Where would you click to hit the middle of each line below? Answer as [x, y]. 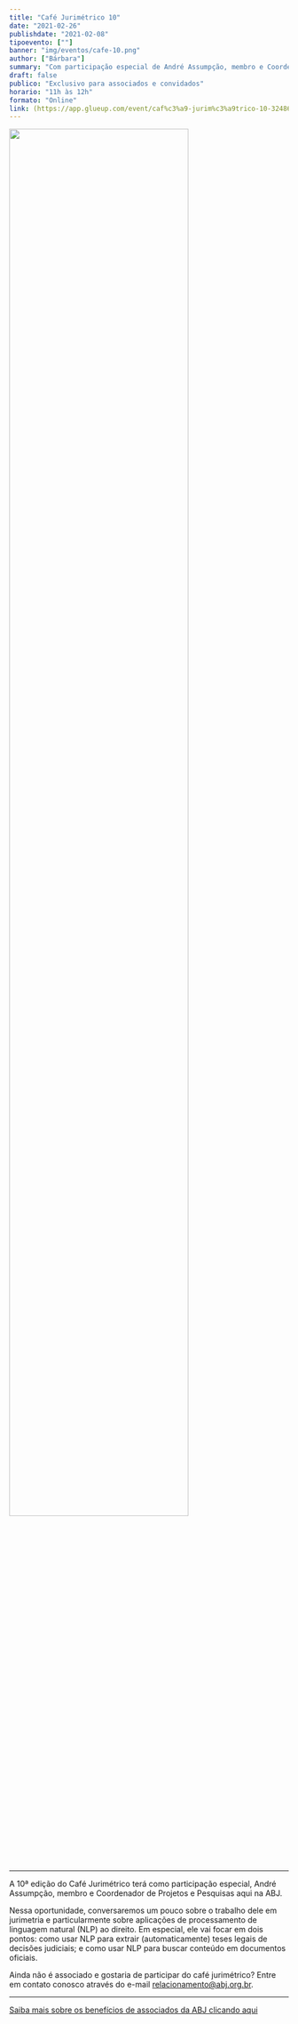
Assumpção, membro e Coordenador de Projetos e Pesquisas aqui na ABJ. [146, 1893]
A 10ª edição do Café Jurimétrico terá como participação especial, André [143, 1884]
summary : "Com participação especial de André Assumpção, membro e [137, 68]
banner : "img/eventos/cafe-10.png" [75, 51]
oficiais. [24, 1958]
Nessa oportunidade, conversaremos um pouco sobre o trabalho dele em [143, 1911]
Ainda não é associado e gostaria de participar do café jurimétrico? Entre [143, 1975]
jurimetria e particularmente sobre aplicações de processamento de [133, 1920]
